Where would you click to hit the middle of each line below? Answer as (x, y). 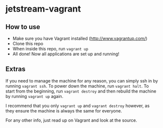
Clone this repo (28, 44)
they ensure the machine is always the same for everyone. (64, 111)
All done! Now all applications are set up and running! (66, 54)
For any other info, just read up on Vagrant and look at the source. (71, 120)
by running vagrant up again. (34, 96)
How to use (23, 27)
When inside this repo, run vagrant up (50, 49)
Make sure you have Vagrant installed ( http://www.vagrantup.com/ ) (80, 38)
